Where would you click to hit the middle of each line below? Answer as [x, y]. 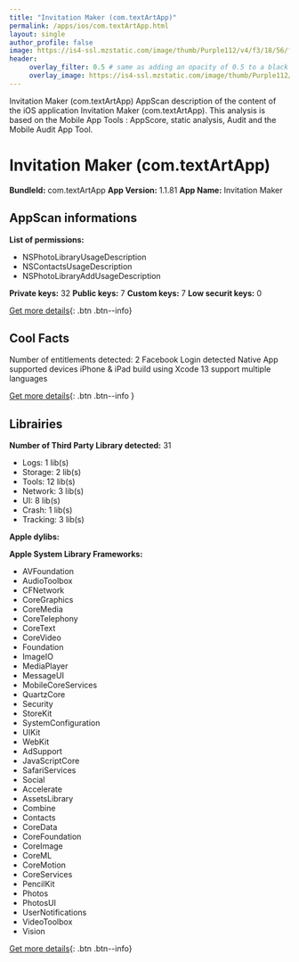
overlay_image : [57, 76]
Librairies [36, 424]
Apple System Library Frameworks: [76, 555]
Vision [34, 932]
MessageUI [43, 676]
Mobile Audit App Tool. [51, 129]
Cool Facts [39, 338]
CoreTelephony [50, 619]
